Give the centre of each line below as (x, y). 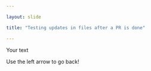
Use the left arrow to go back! (43, 61)
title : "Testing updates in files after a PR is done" (76, 27)
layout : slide (24, 17)
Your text (17, 50)
